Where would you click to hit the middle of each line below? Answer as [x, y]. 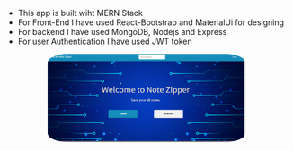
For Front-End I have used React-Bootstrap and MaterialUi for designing [151, 22]
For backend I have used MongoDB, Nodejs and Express [122, 32]
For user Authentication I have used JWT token [105, 41]
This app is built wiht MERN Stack [80, 13]
